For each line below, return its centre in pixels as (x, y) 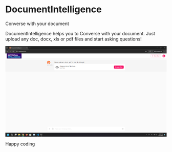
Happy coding (20, 144)
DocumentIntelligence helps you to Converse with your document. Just (80, 33)
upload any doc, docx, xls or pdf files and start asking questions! (73, 39)
